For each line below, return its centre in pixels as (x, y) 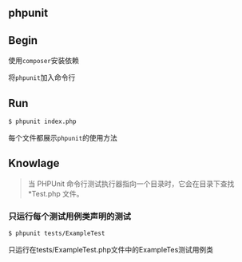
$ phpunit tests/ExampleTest (57, 233)
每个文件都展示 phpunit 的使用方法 (63, 137)
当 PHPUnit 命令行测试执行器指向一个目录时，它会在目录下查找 (131, 184)
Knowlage (34, 163)
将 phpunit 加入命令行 (42, 77)
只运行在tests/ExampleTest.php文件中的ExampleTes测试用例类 (111, 249)
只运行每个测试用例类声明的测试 (70, 216)
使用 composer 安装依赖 (44, 61)
